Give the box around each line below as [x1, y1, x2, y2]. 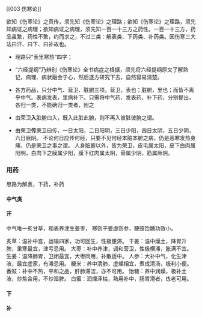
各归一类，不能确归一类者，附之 [14, 101, 94, 108]
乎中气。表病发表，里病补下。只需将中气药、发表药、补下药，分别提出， [14, 94, 194, 101]
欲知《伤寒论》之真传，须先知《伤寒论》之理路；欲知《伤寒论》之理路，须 [6, 18, 191, 25]
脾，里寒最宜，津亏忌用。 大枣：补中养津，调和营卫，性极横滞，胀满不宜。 [6, 245, 192, 252]
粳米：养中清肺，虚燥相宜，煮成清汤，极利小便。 [70, 260, 192, 267]
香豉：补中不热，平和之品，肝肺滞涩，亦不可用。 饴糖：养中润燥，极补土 [6, 268, 187, 275]
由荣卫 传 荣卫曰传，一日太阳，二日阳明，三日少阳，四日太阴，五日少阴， [14, 127, 194, 134]
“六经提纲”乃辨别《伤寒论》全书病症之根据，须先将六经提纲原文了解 [14, 66, 183, 73]
